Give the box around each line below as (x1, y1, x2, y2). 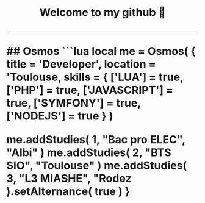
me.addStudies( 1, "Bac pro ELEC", (6, 133, 185, 147)
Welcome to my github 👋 (39, 5, 166, 20)
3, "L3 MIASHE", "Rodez (6, 172, 132, 185)
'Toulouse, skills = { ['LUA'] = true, (6, 70, 184, 84)
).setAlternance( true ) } (6, 185, 130, 199)
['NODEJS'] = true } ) (6, 109, 113, 123)
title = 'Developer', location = (6, 57, 156, 71)
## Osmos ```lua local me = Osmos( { (6, 45, 196, 59)
